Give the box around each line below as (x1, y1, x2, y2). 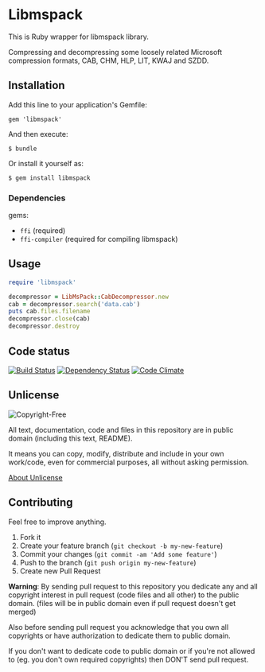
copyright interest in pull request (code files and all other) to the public (8, 590, 240, 600)
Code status (8, 344, 70, 358)
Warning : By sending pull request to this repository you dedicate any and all (8, 581, 258, 591)
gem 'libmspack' (8, 115, 62, 123)
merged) (8, 607, 37, 616)
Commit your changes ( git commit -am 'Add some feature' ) (19, 549, 217, 558)
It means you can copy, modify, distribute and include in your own (8, 449, 224, 458)
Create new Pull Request (19, 566, 101, 576)
